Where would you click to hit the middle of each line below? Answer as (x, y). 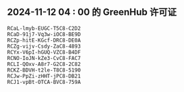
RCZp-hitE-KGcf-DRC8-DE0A (44, 40)
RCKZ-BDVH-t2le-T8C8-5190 (44, 70)
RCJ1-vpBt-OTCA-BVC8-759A (44, 82)
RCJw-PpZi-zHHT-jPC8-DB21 (44, 76)
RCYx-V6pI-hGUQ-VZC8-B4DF (44, 52)
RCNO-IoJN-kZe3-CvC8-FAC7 (44, 58)
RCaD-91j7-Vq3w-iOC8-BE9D (44, 34)
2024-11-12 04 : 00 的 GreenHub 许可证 (92, 12)
